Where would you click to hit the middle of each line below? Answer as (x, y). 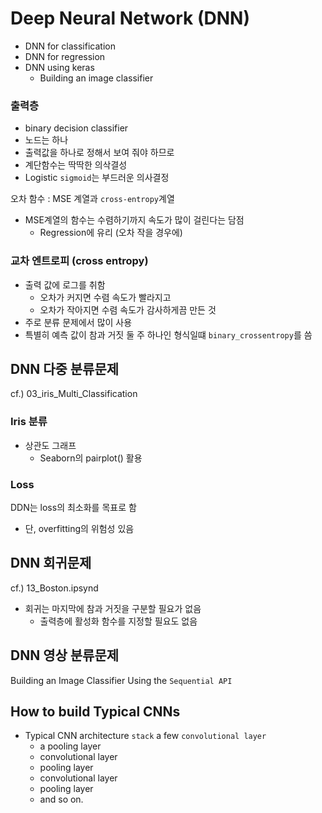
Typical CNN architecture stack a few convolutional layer (145, 736)
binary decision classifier (76, 128)
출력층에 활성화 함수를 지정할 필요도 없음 (118, 621)
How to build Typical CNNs (95, 711)
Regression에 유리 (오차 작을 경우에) (111, 233)
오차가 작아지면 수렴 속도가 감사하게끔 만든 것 (128, 309)
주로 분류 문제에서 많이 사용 (78, 322)
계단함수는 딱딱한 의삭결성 (76, 165)
